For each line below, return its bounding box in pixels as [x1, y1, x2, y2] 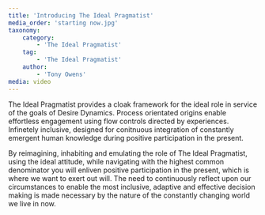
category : [22, 33, 55, 42]
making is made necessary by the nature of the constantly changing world [8, 190, 251, 200]
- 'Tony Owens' [36, 70, 87, 78]
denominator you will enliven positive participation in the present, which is [8, 165, 249, 175]
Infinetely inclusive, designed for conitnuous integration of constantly [8, 124, 235, 134]
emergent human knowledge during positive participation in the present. [8, 133, 244, 142]
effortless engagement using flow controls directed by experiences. [8, 116, 229, 126]
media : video [8, 77, 51, 85]
